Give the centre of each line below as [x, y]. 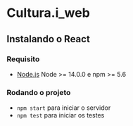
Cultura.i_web [49, 13]
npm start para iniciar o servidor [64, 108]
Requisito [23, 59]
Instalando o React [49, 39]
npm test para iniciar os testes [61, 115]
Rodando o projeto [39, 92]
